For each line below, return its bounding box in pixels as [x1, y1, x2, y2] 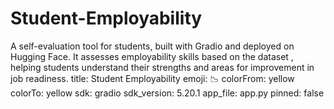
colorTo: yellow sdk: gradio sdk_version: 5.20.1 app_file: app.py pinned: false [10, 87, 325, 99]
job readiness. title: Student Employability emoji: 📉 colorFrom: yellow [10, 72, 295, 84]
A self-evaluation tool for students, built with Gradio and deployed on [10, 40, 295, 52]
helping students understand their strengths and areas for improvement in [10, 61, 315, 73]
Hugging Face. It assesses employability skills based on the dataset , [10, 50, 294, 62]
